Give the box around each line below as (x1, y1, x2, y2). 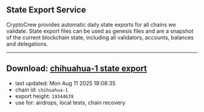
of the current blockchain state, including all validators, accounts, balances (6, 33, 194, 41)
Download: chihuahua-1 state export (6, 64, 148, 74)
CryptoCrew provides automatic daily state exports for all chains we (6, 21, 176, 28)
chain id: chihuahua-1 (15, 86, 69, 93)
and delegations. (6, 40, 49, 47)
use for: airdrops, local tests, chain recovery (15, 99, 126, 106)
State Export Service (6, 5, 86, 15)
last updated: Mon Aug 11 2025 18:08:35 (15, 79, 116, 87)
